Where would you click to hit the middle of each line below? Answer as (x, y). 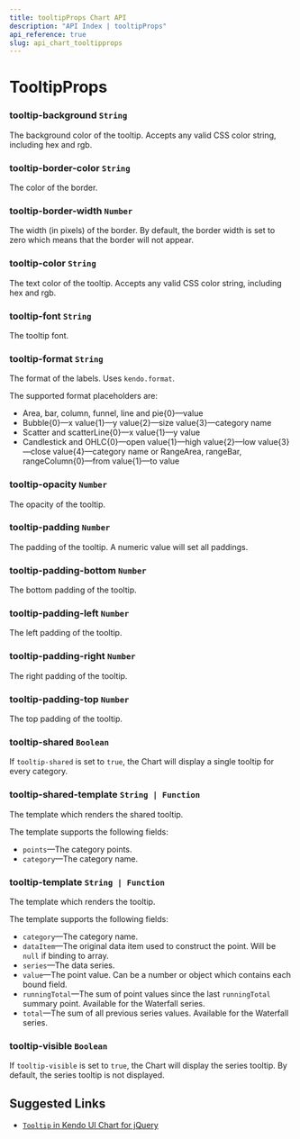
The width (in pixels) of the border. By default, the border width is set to (142, 231)
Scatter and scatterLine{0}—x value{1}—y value (111, 432)
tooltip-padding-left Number (69, 613)
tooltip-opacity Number (59, 484)
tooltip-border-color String (70, 167)
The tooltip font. (39, 335)
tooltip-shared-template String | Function (105, 795)
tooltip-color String (53, 264)
